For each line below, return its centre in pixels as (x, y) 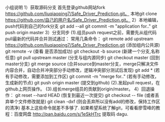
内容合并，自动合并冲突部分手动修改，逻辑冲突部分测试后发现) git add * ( (80, 70)
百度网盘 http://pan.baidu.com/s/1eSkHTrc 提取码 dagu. (71, 114)
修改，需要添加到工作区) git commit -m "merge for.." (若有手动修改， (88, 76)
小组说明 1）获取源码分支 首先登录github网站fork (55, 7)
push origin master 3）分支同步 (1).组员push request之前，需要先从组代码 (81, 32)
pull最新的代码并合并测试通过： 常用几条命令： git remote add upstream (79, 39)
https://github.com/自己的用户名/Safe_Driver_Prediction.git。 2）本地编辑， (83, 20)
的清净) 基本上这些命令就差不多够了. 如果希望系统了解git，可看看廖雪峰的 (80, 108)
